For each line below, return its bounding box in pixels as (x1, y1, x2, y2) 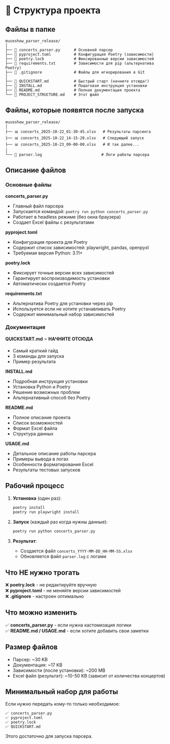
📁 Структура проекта (5, 5, 101, 16)
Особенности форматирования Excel (12, 461, 93, 467)
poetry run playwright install (12, 509, 80, 515)
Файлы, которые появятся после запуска (5, 106, 144, 114)
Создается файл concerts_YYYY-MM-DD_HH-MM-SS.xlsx (20, 548, 133, 554)
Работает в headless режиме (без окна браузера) (12, 214, 121, 220)
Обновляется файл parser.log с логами (20, 553, 106, 560)
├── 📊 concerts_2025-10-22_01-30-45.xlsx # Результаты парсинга (5, 129, 151, 134)
